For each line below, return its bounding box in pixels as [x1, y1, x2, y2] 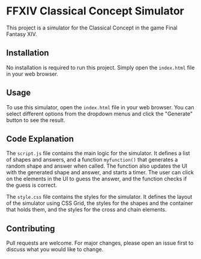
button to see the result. [6, 116, 65, 124]
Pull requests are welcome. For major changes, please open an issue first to [6, 239, 194, 247]
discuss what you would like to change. [6, 246, 104, 253]
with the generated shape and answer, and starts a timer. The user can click [6, 169, 194, 176]
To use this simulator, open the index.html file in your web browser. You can [6, 103, 194, 111]
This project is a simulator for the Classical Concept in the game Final [6, 24, 178, 31]
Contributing [6, 224, 55, 234]
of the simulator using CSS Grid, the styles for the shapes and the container [6, 200, 193, 207]
